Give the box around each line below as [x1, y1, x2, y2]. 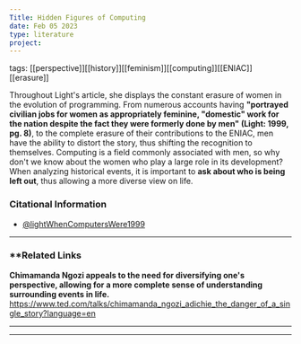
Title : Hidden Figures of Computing [9, 13, 146, 22]
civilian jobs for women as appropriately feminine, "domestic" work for [9, 109, 279, 119]
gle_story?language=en [9, 307, 96, 319]
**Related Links [9, 249, 82, 261]
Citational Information [9, 198, 107, 211]
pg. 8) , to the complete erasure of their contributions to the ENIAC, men [9, 128, 274, 139]
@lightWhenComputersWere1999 [21, 218, 146, 229]
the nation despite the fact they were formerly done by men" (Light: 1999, [9, 119, 289, 129]
